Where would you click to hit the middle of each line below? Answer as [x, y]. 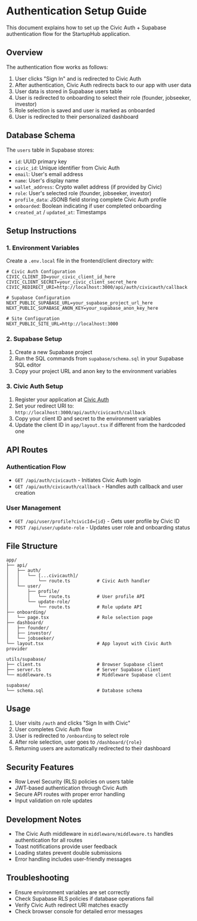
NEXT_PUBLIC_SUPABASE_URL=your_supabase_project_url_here [79, 303]
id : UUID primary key [41, 161]
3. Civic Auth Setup [35, 386]
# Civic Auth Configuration [41, 272]
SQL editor [28, 365]
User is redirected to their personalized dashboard [76, 116]
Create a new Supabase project [54, 352]
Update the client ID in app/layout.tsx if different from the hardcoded [100, 424]
